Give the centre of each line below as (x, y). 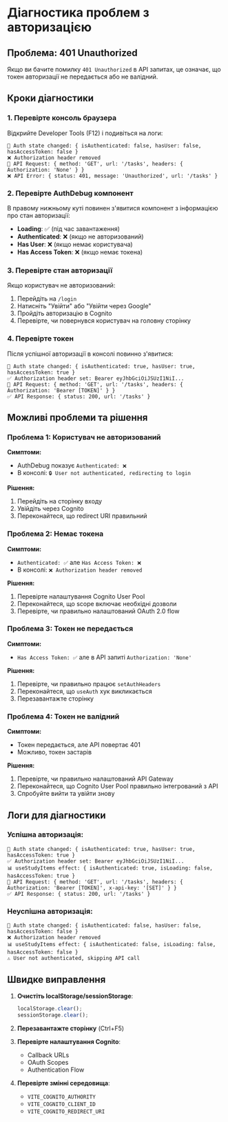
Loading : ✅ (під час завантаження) (69, 228)
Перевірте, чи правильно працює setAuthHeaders (89, 683)
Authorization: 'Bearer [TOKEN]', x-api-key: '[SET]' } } (92, 888)
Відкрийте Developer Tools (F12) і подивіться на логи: (85, 133)
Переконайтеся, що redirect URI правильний (82, 516)
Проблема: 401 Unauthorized (72, 53)
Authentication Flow (56, 1070)
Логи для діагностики (56, 815)
